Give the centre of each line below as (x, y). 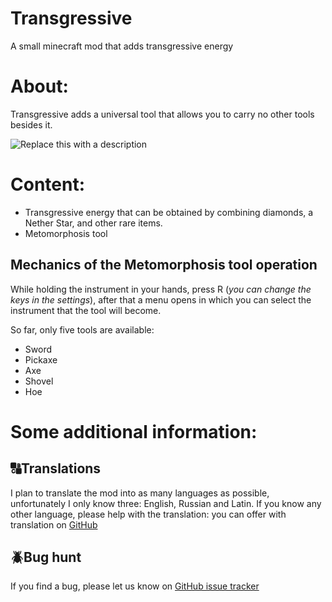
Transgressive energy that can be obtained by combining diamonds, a (169, 212)
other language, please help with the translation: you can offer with (148, 514)
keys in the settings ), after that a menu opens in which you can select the (161, 299)
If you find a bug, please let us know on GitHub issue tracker (135, 586)
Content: (48, 184)
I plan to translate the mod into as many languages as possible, (140, 493)
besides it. (31, 124)
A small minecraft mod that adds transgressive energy (122, 46)
